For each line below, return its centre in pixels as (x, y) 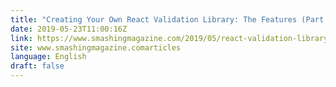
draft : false (37, 66)
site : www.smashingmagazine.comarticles (96, 47)
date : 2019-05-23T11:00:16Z (69, 29)
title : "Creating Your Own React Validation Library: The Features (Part (167, 19)
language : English (48, 57)
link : (21, 38)
